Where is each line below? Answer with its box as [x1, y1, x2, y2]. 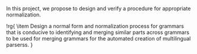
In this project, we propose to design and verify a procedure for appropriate [6, 5, 191, 12]
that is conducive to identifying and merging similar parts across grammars [6, 29, 190, 36]
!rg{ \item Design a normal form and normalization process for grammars [6, 23, 184, 29]
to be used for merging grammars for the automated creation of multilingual [6, 35, 191, 42]
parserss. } [6, 41, 33, 48]
